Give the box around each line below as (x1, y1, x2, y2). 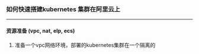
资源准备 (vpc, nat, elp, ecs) (6, 27, 75, 34)
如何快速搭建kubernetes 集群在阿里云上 (6, 5, 120, 13)
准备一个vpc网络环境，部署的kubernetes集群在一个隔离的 (14, 41, 156, 48)
